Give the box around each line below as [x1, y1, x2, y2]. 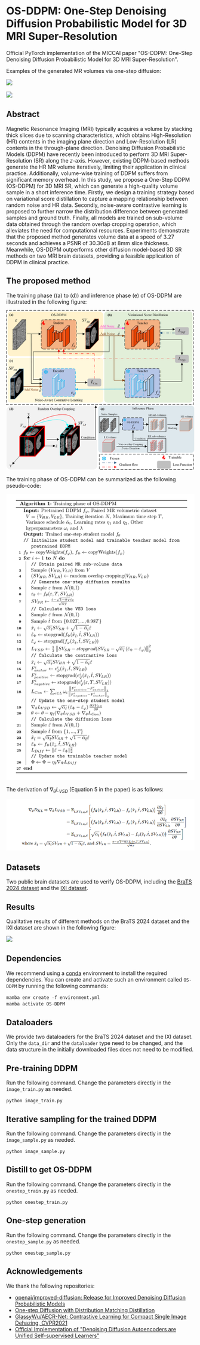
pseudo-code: [6, 482, 41, 489]
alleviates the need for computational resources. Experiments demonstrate [6, 227, 190, 234]
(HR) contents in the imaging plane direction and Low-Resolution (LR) [6, 137, 177, 145]
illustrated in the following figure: [6, 298, 87, 305]
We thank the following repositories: [6, 1282, 95, 1289]
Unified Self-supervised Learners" [14, 1332, 100, 1339]
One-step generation [6, 1215, 86, 1226]
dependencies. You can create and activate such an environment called [6, 976, 183, 983]
